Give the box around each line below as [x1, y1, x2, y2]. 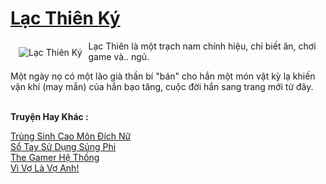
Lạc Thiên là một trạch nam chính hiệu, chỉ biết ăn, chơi [88, 40, 317, 52]
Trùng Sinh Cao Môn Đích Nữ [10, 130, 132, 142]
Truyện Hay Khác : [10, 110, 89, 122]
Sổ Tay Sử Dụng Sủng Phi [10, 140, 117, 152]
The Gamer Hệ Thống [10, 151, 100, 163]
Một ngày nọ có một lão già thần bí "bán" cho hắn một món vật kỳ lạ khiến [10, 70, 316, 82]
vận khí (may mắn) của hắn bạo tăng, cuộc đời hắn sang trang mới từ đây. [10, 80, 314, 92]
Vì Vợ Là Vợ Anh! [10, 162, 80, 174]
